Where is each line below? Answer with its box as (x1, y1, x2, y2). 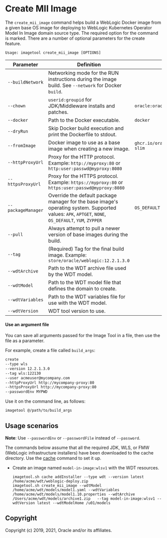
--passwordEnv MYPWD (5, 389, 48, 394)
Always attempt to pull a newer (48, 225, 120, 232)
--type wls (5, 361, 28, 367)
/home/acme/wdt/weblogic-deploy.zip (12, 478, 88, 484)
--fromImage (7, 143, 36, 148)
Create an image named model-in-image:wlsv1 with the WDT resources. (12, 464, 160, 470)
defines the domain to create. (48, 285, 117, 292)
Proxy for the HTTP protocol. (48, 153, 115, 160)
